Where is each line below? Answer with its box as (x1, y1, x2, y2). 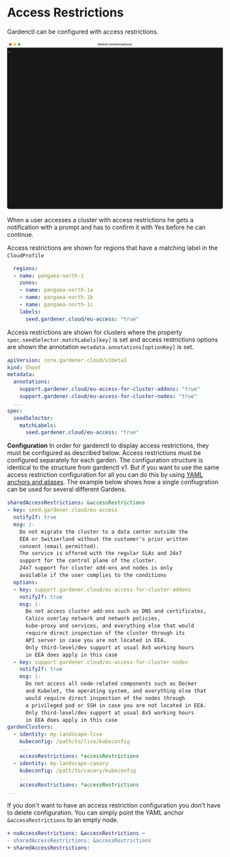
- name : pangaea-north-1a (19, 287, 94, 294)
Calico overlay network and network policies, (25, 615, 161, 622)
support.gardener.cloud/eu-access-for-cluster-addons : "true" (19, 386, 201, 392)
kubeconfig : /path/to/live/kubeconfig (19, 738, 130, 745)
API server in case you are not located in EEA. (25, 637, 167, 644)
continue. (7, 230, 34, 238)
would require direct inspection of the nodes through (25, 694, 186, 701)
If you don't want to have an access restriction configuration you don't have (7, 801, 221, 810)
